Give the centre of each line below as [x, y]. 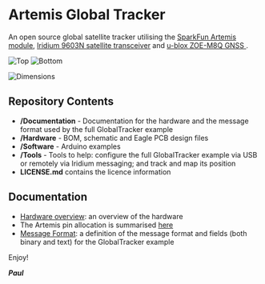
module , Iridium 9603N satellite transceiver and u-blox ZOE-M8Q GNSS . [128, 45]
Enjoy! [19, 257]
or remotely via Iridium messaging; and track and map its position [128, 163]
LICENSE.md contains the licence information [95, 172]
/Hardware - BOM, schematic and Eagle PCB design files [114, 138]
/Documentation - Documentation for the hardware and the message [135, 121]
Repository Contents [61, 102]
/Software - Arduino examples [70, 146]
